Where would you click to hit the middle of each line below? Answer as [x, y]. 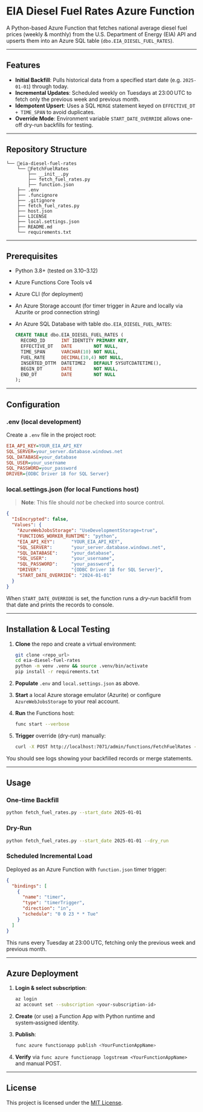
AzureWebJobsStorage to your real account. [67, 701]
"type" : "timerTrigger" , [53, 903]
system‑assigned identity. [47, 1023]
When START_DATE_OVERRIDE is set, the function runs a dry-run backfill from [99, 598]
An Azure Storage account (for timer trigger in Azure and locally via [99, 306]
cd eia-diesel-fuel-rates [47, 660]
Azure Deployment [42, 973]
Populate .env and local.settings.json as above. [77, 683]
